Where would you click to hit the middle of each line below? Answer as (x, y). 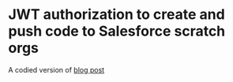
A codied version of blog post (56, 69)
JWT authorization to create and (116, 15)
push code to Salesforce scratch (117, 31)
